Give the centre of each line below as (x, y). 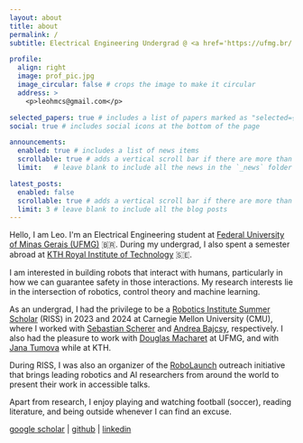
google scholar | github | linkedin (70, 429)
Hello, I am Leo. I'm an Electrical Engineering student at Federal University (147, 235)
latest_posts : (36, 184)
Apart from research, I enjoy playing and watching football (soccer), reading (150, 402)
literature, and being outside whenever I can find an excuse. (121, 411)
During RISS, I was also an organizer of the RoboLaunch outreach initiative (147, 365)
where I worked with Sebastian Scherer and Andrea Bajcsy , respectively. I (147, 329)
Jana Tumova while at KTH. (60, 348)
